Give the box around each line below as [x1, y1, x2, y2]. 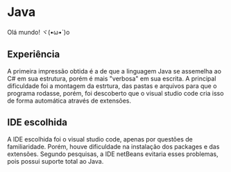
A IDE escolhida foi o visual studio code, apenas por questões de [7, 135, 193, 143]
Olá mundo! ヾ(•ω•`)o [7, 28, 70, 36]
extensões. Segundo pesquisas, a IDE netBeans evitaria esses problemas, [7, 150, 219, 158]
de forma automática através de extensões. [7, 96, 132, 105]
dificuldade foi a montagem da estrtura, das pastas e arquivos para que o [7, 81, 217, 90]
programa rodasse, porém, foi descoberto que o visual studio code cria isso [7, 89, 224, 97]
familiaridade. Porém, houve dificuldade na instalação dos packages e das [7, 142, 220, 150]
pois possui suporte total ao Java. [7, 157, 104, 165]
